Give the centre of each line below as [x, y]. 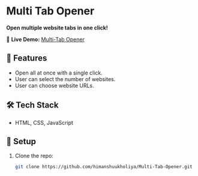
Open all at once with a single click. [59, 73]
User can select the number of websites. [65, 79]
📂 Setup [21, 141]
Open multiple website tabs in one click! [57, 28]
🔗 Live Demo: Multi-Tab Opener [46, 39]
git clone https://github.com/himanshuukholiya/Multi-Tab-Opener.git [104, 167]
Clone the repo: [34, 156]
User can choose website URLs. [54, 85]
